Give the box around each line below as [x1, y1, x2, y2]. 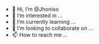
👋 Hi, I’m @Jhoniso [11, 6, 59, 12]
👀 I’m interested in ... [11, 12, 63, 19]
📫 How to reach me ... [11, 32, 68, 38]
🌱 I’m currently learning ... [11, 18, 76, 25]
